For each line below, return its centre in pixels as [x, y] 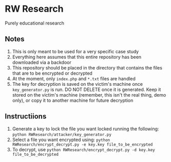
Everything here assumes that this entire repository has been [77, 57]
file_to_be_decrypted [35, 154]
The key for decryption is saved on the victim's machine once [78, 84]
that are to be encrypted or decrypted [52, 73]
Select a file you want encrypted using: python [61, 140]
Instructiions [26, 116]
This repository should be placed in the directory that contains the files [87, 67]
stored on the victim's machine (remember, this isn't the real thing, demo [89, 95]
